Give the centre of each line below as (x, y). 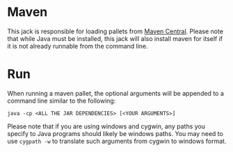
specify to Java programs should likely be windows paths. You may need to (115, 133)
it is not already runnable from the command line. (78, 46)
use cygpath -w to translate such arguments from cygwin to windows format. (117, 141)
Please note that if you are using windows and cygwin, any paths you (106, 126)
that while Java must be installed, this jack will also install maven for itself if (115, 38)
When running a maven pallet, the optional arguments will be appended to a (116, 93)
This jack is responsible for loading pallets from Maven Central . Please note (115, 31)
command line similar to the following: (62, 101)
